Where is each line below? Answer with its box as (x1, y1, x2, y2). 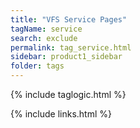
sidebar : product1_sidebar (10, 52, 123, 62)
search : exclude (10, 33, 78, 43)
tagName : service (10, 24, 83, 34)
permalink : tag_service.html (10, 42, 132, 53)
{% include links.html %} (10, 108, 112, 120)
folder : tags (10, 61, 65, 71)
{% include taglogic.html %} (10, 89, 127, 100)
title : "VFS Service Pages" (10, 14, 128, 25)
